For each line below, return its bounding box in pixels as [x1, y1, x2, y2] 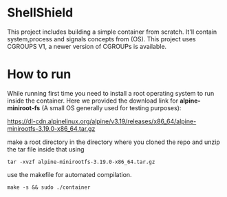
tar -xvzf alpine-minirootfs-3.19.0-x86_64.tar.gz [7, 158, 155, 165]
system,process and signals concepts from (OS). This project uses [7, 34, 196, 43]
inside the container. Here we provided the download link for [7, 96, 179, 105]
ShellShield [7, 5, 74, 21]
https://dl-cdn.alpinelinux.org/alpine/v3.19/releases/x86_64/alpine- [7, 117, 197, 125]
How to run [7, 67, 72, 82]
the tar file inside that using [7, 145, 85, 153]
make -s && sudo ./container [7, 184, 91, 191]
